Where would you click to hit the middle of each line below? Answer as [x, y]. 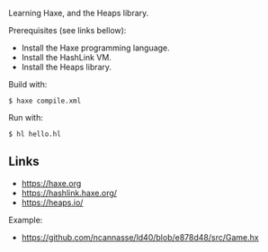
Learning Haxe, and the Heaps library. [79, 13]
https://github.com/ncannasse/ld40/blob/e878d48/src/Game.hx [140, 237]
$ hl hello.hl [35, 134]
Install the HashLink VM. [66, 57]
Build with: [28, 84]
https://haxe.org [51, 183]
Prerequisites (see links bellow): [67, 30]
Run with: [26, 117]
